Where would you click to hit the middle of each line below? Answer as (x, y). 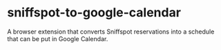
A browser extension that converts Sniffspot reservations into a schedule (111, 32)
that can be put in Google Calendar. (58, 38)
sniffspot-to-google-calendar (94, 13)
